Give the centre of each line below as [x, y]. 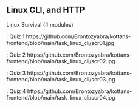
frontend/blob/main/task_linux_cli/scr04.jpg [61, 97]
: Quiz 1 [16, 36]
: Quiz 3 [16, 73]
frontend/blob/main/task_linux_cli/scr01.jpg [60, 43]
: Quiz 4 [16, 91]
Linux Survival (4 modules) [40, 24]
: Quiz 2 [16, 55]
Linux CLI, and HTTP [46, 10]
